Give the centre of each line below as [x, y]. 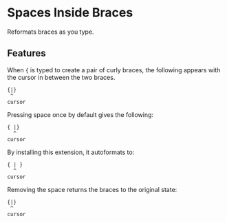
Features [26, 53]
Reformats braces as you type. [51, 32]
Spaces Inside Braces [70, 13]
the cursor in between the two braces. [61, 77]
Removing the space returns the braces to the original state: [92, 189]
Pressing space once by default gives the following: [80, 114]
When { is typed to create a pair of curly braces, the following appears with [114, 70]
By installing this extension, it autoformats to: [71, 152]
